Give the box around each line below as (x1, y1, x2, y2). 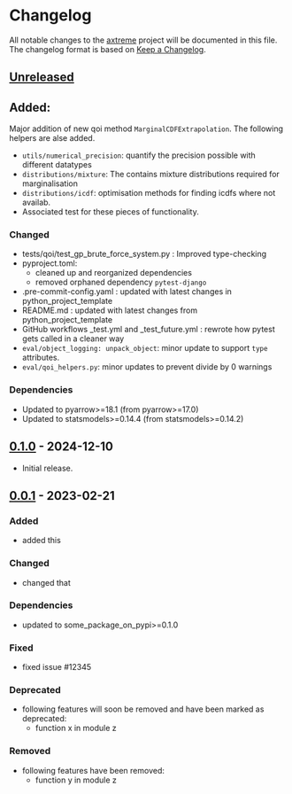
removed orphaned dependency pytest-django (35, 276, 207, 288)
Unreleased (9, 70, 75, 85)
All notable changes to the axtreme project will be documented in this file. (9, 35, 278, 45)
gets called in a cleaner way (21, 333, 125, 344)
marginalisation (21, 178, 78, 189)
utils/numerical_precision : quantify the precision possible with (21, 150, 257, 160)
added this (21, 535, 62, 546)
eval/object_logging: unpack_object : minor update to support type (21, 343, 268, 354)
